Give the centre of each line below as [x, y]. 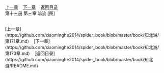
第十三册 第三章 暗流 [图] [30, 13]
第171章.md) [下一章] [27, 41]
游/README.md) [22, 66]
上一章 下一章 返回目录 [31, 7]
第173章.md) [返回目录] [30, 53]
